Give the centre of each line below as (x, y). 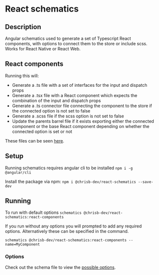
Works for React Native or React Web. (43, 49)
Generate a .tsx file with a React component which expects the (74, 95)
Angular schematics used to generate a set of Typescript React (68, 38)
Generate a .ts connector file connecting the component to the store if (82, 106)
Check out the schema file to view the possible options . (60, 267)
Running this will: (22, 76)
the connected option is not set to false (51, 111)
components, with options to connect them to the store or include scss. (76, 44)
